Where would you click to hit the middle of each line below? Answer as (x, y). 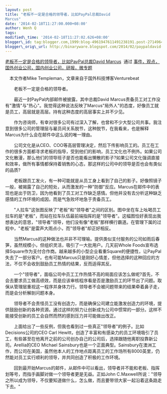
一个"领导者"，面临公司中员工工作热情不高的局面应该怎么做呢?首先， (84, 274)
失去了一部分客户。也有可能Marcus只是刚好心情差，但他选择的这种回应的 (80, 257)
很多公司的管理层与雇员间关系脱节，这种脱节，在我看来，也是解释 (81, 128)
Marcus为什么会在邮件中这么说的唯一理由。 (50, 134)
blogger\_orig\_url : (27, 47)
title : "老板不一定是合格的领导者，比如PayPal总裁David (58, 14)
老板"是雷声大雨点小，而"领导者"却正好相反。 (67, 228)
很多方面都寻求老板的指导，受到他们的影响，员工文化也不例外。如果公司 (88, 151)
